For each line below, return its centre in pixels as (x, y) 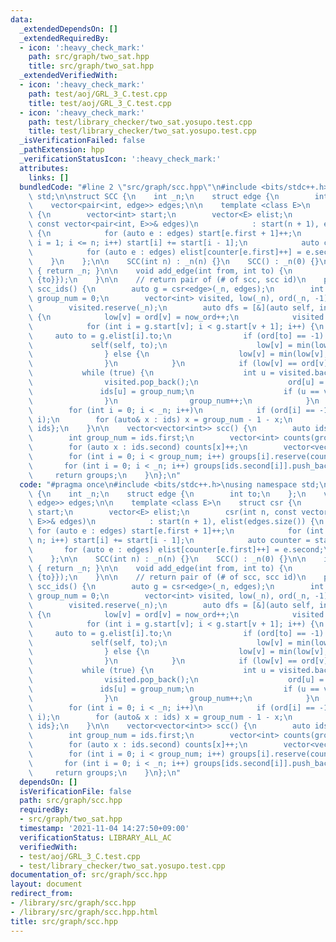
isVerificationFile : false (75, 791)
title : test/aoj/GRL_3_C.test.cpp (100, 103)
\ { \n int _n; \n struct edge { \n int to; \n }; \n (167, 494)
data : (21, 19)
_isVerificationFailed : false (82, 141)
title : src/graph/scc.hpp (64, 921)
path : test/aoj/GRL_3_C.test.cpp (98, 94)
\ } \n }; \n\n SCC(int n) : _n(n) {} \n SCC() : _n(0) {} (174, 261)
